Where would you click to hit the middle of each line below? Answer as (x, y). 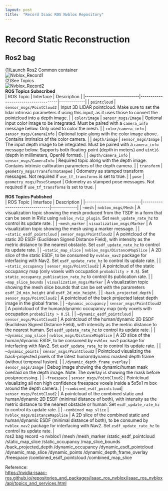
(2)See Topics (19, 80)
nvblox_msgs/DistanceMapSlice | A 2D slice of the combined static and (77, 415)
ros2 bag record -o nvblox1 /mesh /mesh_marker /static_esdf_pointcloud (80, 436)
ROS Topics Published (29, 196)
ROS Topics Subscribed (30, 91)
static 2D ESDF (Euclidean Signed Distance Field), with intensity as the (78, 239)
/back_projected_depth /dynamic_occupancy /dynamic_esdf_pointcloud (79, 447)
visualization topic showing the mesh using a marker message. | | (72, 228)
